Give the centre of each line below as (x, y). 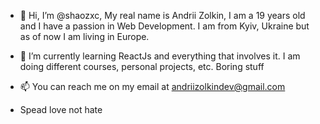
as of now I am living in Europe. (84, 36)
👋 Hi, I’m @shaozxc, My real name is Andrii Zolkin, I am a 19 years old (162, 15)
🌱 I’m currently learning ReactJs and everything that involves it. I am (160, 56)
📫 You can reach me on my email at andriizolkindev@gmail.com (152, 86)
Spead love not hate (61, 109)
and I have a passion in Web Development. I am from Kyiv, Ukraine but (164, 26)
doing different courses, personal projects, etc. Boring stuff (142, 66)
